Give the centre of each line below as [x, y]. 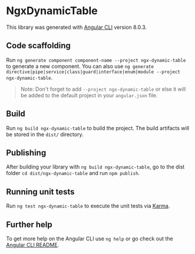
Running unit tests [40, 192]
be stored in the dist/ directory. [45, 134]
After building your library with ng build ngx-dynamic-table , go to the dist [95, 167]
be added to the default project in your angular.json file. [89, 95]
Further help [29, 224]
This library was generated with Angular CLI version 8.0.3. [77, 27]
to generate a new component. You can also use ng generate [80, 66]
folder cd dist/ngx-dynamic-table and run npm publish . [73, 173]
